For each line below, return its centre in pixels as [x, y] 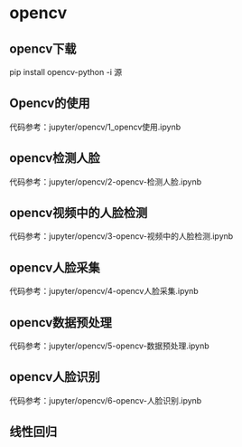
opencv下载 [43, 48]
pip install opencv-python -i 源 [66, 72]
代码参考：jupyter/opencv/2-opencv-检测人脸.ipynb [106, 181]
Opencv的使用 [50, 104]
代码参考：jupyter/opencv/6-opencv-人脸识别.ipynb [106, 400]
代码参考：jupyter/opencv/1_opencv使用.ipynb [95, 127]
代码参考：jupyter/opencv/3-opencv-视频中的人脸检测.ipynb [121, 236]
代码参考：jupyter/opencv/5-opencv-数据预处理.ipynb [109, 346]
